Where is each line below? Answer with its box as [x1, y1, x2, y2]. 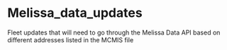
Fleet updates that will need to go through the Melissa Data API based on [7, 28, 221, 37]
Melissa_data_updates [7, 5, 143, 21]
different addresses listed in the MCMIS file [7, 35, 134, 44]
